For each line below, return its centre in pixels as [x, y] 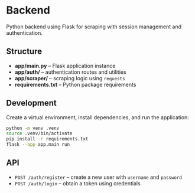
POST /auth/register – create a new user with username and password [98, 177]
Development [32, 103]
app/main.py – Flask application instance [65, 66]
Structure [24, 52]
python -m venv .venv [33, 128]
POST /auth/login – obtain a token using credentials [77, 183]
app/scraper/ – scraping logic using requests [70, 78]
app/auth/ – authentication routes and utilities [70, 72]
